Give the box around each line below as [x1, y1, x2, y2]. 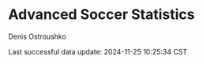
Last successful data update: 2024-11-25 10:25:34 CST [8, 47, 188, 56]
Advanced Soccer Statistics [8, 6, 195, 24]
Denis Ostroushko [8, 32, 67, 41]
